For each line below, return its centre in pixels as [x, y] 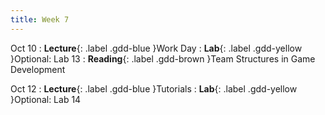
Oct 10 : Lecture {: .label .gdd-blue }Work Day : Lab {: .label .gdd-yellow [156, 48]
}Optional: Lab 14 [46, 99]
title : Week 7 [40, 19]
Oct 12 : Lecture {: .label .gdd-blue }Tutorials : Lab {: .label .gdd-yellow [154, 88]
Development [38, 69]
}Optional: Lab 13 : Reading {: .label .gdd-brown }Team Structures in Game [163, 58]
